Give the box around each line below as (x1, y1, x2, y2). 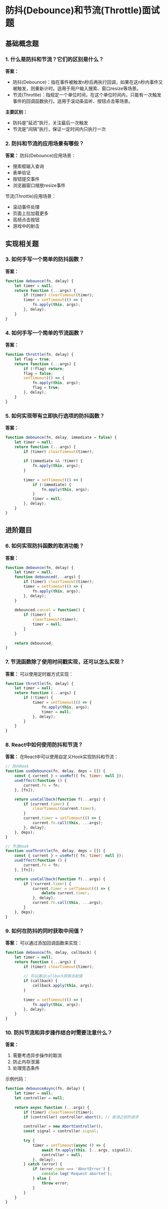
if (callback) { (23, 978, 58, 984)
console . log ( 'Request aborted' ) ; (41, 1171, 113, 1176)
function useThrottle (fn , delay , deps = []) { (5, 849, 106, 854)
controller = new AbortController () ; (23, 1124, 103, 1129)
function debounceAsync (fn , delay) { (5, 1086, 85, 1091)
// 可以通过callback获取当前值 (23, 974, 83, 979)
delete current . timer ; (41, 891, 90, 896)
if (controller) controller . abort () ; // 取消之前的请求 (23, 1114, 139, 1120)
